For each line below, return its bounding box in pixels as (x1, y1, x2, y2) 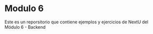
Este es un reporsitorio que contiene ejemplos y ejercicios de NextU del (4, 19, 149, 25)
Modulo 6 (4, 3, 44, 14)
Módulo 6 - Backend (4, 24, 46, 30)
